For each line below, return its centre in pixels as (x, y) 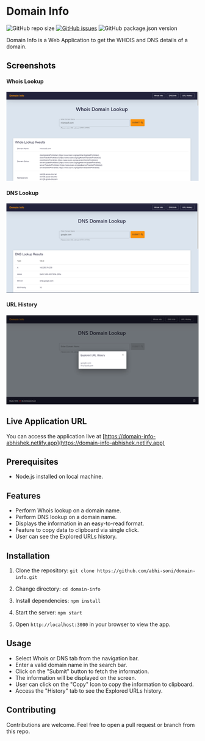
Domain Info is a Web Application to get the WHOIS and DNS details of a (97, 40)
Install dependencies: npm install (58, 601)
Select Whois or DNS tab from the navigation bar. (77, 658)
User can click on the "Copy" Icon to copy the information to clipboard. (104, 684)
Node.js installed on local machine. (59, 477)
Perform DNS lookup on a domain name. (66, 517)
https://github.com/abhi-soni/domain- (146, 571)
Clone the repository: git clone (55, 570)
